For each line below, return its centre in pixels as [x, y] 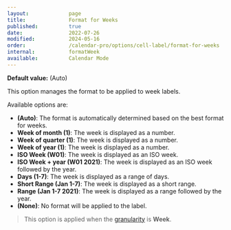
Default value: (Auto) [37, 78]
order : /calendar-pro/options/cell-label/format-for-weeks [113, 45]
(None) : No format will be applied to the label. [82, 206]
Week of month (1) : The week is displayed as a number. [96, 132]
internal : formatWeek [53, 52]
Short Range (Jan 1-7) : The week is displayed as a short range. [107, 184]
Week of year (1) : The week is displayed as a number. [93, 147]
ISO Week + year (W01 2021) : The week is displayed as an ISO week [114, 162]
